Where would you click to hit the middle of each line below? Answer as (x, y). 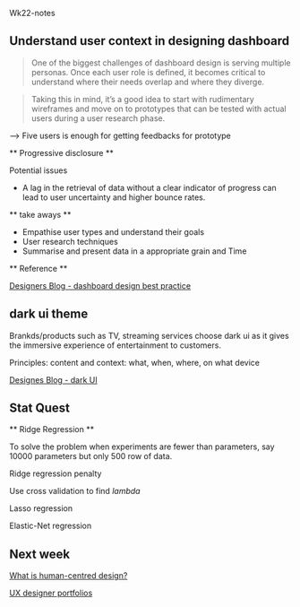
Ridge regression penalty (56, 473)
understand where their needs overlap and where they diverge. (148, 82)
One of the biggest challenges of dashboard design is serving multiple (161, 63)
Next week (40, 554)
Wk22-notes (32, 13)
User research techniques (70, 241)
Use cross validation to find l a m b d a (75, 491)
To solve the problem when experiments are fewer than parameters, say (142, 447)
